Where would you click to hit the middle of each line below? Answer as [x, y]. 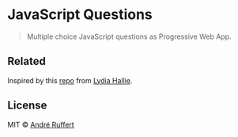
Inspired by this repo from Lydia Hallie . [70, 80]
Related [27, 61]
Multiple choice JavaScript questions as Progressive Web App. [129, 36]
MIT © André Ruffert [41, 124]
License [27, 106]
